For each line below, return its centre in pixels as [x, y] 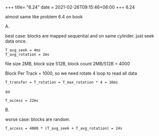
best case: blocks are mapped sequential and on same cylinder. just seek [80, 36]
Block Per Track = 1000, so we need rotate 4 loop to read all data [71, 73]
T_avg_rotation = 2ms [27, 54]
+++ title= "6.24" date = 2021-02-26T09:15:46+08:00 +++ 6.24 [70, 7]
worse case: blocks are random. [38, 119]
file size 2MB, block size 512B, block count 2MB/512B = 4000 [68, 64]
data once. [16, 41]
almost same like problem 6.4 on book [44, 17]
